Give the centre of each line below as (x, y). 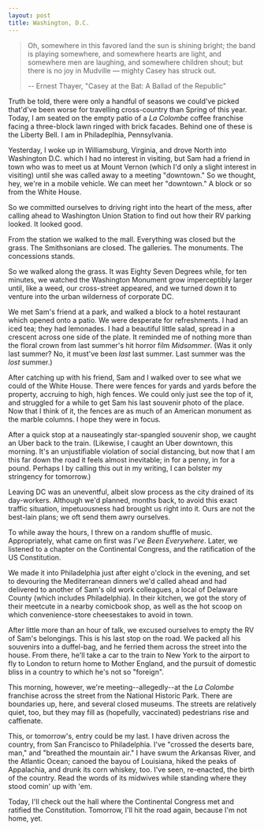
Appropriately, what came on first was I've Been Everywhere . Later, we (123, 541)
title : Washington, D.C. (49, 23)
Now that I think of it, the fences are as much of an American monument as (130, 410)
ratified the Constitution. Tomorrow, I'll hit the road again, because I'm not (128, 810)
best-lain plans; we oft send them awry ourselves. (89, 517)
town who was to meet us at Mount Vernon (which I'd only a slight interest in (132, 167)
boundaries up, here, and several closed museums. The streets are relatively (132, 704)
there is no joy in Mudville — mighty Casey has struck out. (122, 70)
